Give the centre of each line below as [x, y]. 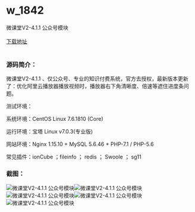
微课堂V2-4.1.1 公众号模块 [37, 27]
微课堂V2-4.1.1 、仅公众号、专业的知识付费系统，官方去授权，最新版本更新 [97, 79]
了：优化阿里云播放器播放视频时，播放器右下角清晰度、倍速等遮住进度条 [95, 86]
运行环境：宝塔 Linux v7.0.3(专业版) [50, 132]
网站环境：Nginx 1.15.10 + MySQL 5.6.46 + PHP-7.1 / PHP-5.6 [80, 144]
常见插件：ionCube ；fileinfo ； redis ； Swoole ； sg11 [74, 157]
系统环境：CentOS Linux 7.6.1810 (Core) [55, 119]
